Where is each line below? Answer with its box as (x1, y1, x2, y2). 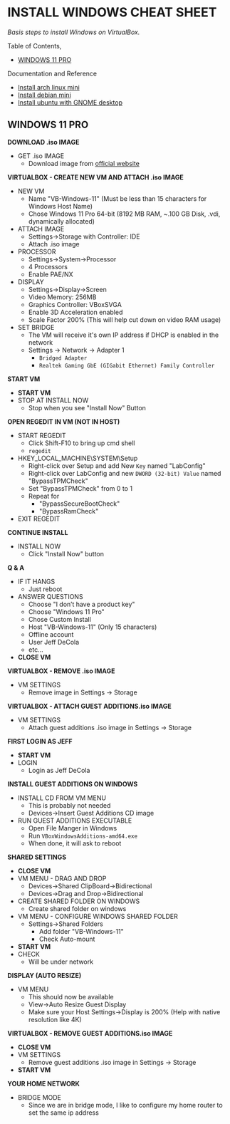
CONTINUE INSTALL (7, 528, 68, 536)
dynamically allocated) (28, 217, 95, 225)
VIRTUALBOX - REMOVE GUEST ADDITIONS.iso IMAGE (7, 1029, 173, 1037)
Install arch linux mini (17, 83, 80, 91)
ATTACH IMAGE (17, 224, 65, 233)
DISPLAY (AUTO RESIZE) (7, 971, 82, 979)
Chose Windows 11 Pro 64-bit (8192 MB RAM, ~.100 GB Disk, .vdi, (28, 209, 221, 218)
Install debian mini (17, 90, 71, 99)
